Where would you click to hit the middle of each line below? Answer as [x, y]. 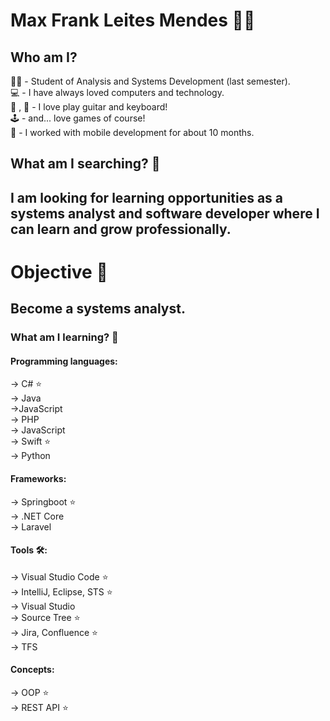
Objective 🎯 [59, 271]
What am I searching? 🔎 [85, 164]
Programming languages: [64, 361]
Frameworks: [38, 479]
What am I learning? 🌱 [64, 337]
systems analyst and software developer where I [165, 213]
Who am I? [44, 57]
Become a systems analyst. [98, 309]
